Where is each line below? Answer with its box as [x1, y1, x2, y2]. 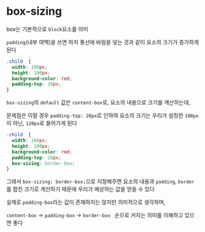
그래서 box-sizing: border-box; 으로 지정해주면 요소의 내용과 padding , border [6, 178, 195, 185]
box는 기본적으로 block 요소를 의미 [6, 25, 89, 33]
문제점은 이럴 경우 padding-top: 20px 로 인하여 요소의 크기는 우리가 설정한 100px [6, 112, 199, 119]
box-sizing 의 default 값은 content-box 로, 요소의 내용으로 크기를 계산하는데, [6, 99, 191, 106]
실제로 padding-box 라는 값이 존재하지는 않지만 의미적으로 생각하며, [6, 198, 166, 206]
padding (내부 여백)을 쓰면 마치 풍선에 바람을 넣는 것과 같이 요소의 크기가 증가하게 [6, 38, 199, 45]
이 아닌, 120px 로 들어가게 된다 [6, 120, 78, 127]
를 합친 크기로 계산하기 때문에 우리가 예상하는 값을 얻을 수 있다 [6, 185, 155, 193]
